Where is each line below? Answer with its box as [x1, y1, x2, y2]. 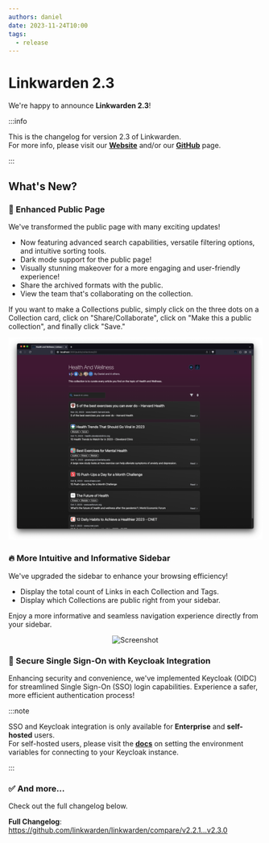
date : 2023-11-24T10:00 [8, 21, 89, 30]
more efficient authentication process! [8, 691, 135, 700]
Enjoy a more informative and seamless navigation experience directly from [8, 610, 259, 620]
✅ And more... [8, 783, 65, 794]
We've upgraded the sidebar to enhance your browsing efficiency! [8, 571, 228, 581]
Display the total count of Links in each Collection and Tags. [19, 586, 219, 596]
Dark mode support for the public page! [19, 254, 152, 264]
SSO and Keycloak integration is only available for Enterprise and [8, 721, 226, 732]
